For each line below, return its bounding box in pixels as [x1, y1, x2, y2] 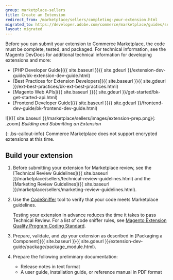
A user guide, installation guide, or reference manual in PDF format [20, 269, 162, 275]
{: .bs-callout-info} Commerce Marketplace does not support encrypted [5, 130, 158, 137]
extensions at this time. [5, 136, 55, 142]
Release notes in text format [20, 263, 80, 270]
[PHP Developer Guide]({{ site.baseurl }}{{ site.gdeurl [12, 67, 127, 73]
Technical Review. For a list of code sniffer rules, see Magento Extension [12, 217, 167, 223]
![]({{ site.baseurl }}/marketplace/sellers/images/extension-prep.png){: [5, 115, 155, 121]
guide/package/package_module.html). [12, 244, 97, 250]
